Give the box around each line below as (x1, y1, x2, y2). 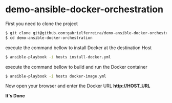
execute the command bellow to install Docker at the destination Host (5, 45, 152, 51)
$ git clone (5, 30, 31, 35)
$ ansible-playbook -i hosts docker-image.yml (5, 73, 106, 79)
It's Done (5, 93, 25, 99)
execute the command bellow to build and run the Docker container (5, 64, 147, 70)
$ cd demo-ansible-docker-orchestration (5, 35, 93, 40)
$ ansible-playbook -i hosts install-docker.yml (5, 54, 111, 59)
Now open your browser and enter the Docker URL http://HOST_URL (5, 83, 150, 89)
